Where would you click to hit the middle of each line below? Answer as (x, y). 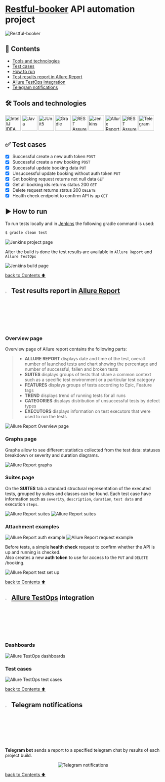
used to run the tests (46, 417)
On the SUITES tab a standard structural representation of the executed (78, 488)
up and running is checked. (33, 552)
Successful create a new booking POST (51, 162)
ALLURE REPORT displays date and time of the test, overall (85, 359)
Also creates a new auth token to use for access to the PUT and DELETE (77, 558)
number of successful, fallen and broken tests (71, 369)
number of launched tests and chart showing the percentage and (91, 364)
